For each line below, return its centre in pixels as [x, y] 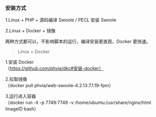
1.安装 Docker [20, 62]
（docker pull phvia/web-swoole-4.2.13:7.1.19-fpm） [59, 86]
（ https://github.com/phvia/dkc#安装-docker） [54, 68]
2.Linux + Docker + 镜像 [30, 31]
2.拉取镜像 [16, 79]
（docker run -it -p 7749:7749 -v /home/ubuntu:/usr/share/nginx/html [78, 103]
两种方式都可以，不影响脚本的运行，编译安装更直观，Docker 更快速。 [78, 42]
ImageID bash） [22, 109]
